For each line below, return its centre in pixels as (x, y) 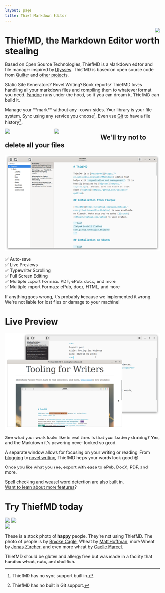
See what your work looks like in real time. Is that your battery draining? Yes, (82, 437)
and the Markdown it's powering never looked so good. (61, 442)
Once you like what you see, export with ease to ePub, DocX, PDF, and (77, 467)
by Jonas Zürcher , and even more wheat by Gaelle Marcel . (64, 547)
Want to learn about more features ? (41, 487)
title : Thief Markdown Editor (36, 16)
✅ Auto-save (18, 259)
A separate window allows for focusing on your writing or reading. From (78, 452)
